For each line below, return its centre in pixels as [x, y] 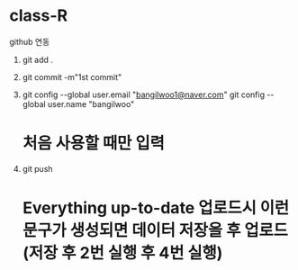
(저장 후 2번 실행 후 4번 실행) [122, 253]
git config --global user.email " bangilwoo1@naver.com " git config [144, 94]
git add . [38, 59]
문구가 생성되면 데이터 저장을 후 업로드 [155, 231]
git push [37, 168]
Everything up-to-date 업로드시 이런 [156, 208]
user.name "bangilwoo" [91, 103]
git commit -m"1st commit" [72, 76]
